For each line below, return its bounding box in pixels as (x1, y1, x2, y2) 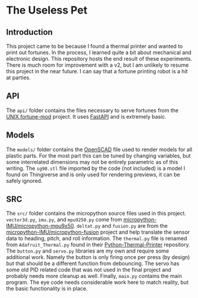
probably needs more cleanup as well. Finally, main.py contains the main (6, 273, 182, 280)
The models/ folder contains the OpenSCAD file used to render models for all (6, 146, 193, 153)
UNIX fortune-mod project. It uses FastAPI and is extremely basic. (6, 113, 167, 120)
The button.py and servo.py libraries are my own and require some (6, 247, 170, 254)
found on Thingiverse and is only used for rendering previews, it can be (6, 171, 180, 178)
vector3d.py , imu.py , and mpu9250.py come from (6, 216, 122, 223)
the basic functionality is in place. (6, 285, 88, 292)
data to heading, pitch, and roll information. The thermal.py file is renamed (6, 235, 187, 242)
